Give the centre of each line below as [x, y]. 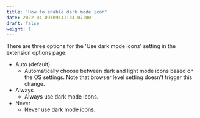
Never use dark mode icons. [60, 109]
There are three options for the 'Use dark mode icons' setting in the [91, 46]
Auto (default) [33, 64]
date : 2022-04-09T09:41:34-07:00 [49, 18]
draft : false [23, 23]
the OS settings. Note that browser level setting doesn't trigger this [108, 77]
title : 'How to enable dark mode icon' [57, 12]
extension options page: [37, 53]
